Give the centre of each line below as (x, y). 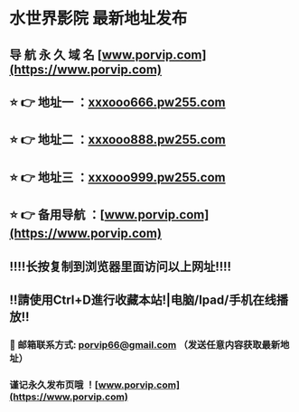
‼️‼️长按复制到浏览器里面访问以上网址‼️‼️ (121, 266)
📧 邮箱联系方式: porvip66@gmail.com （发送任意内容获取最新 (145, 344)
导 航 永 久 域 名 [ (56, 55)
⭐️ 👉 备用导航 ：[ (57, 215)
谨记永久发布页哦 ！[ (54, 385)
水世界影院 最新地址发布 (98, 19)
